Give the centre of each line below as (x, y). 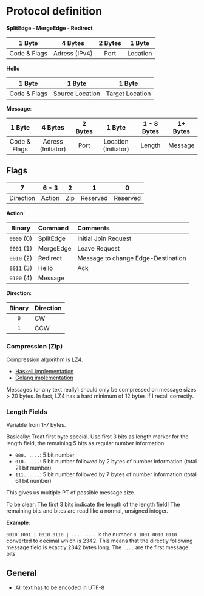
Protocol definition (54, 11)
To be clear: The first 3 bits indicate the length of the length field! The (93, 504)
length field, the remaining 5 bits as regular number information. (86, 443)
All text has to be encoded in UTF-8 (60, 587)
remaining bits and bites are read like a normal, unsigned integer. (87, 511)
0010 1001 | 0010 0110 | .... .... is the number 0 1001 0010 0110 (92, 535)
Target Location (128, 94)
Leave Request (99, 248)
